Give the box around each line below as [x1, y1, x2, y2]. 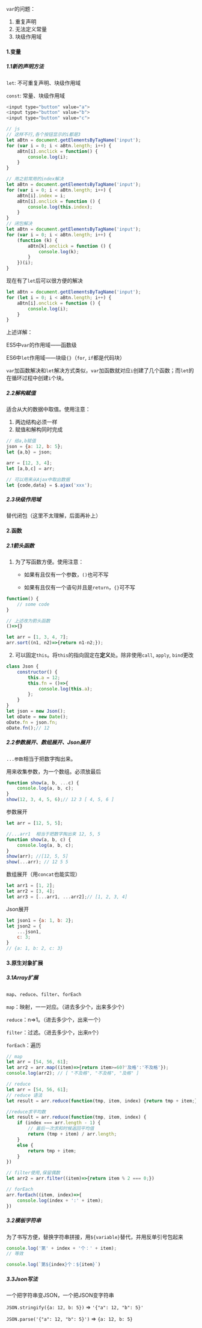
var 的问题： [6, 5, 36, 12]
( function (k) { [17, 237, 58, 244]
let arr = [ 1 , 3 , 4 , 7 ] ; [6, 634, 69, 641]
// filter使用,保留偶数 [6, 1170, 60, 1176]
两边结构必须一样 [14, 419, 58, 426]
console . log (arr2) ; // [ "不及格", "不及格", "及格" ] [6, 1070, 139, 1077]
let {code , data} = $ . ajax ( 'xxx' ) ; [6, 482, 93, 488]
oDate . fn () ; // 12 [6, 725, 50, 731]
